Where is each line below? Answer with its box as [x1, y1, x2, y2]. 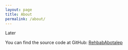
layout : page [5, 7, 32, 12]
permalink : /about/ [5, 16, 46, 21]
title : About [5, 12, 32, 17]
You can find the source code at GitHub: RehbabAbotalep [5, 40, 123, 46]
